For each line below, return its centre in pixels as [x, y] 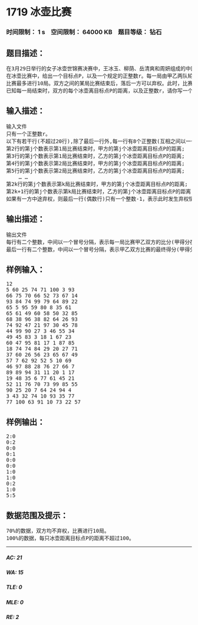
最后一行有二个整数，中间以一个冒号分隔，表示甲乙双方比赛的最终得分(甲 [95, 249]
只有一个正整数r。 [29, 134]
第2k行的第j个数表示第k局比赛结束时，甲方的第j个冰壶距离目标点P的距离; [97, 184]
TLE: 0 [14, 587]
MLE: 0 [15, 602]
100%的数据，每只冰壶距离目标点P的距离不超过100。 [70, 538]
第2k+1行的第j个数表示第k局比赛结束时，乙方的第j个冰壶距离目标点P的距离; [100, 191]
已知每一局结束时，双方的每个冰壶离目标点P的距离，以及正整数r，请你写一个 [100, 90]
